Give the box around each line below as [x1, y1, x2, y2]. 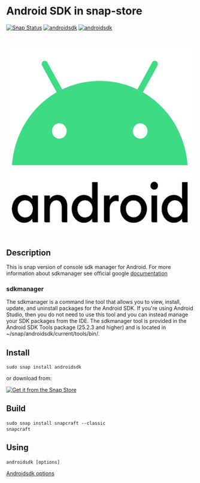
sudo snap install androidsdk [6, 364, 82, 370]
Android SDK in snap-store [6, 4, 143, 18]
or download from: [6, 375, 52, 382]
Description [6, 247, 51, 258]
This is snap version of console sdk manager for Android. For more [6, 263, 171, 270]
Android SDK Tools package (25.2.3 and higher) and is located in [6, 324, 166, 331]
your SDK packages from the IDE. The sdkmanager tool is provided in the [6, 318, 187, 325]
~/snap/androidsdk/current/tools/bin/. [6, 330, 100, 337]
